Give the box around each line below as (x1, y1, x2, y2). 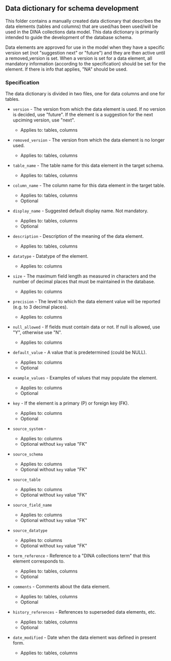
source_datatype (12, 528, 48, 533)
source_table (12, 477, 41, 483)
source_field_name (12, 503, 52, 508)
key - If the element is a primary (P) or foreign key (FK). (12, 400, 129, 406)
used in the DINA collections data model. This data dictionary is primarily (5, 28, 159, 35)
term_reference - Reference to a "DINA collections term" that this (12, 553, 150, 559)
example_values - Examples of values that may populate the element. (12, 375, 158, 381)
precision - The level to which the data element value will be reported (12, 299, 160, 305)
